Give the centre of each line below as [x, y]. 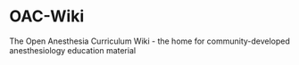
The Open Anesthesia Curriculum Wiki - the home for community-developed [149, 41]
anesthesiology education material [73, 50]
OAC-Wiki [47, 16]
